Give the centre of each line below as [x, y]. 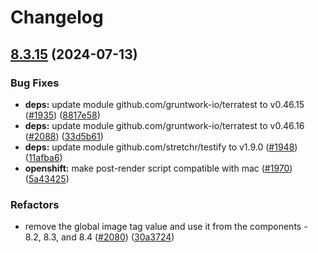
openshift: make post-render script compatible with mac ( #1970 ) [158, 168]
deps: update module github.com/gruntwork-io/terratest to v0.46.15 [164, 104]
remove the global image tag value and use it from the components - [166, 227]
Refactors [35, 204]
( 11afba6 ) [43, 157]
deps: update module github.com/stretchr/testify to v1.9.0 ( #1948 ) [161, 147]
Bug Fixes [35, 83]
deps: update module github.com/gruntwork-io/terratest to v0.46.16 [164, 125]
